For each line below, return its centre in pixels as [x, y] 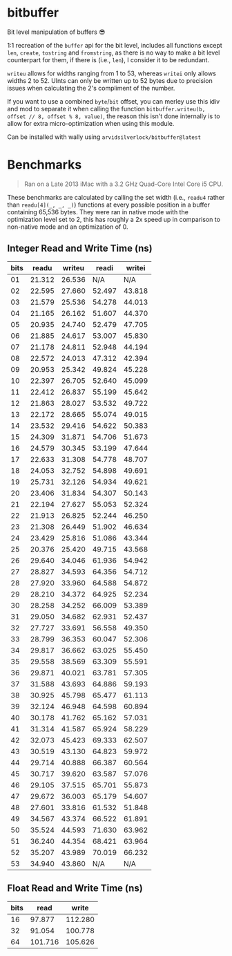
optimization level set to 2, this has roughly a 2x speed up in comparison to [114, 219]
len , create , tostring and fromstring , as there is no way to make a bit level [114, 53]
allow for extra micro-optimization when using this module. [91, 123]
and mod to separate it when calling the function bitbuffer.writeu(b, [106, 109]
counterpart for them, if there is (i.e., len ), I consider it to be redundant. [108, 59]
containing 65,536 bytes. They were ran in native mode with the [98, 212]
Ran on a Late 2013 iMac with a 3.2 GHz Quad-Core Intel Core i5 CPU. [123, 184]
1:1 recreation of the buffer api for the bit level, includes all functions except [115, 45]
